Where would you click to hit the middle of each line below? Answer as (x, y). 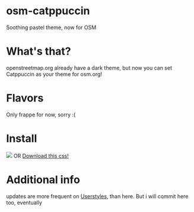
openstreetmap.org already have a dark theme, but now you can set (89, 68)
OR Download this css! (41, 156)
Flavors (25, 98)
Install (22, 138)
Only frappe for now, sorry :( (41, 115)
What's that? (39, 51)
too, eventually (24, 202)
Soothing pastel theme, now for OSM (51, 27)
